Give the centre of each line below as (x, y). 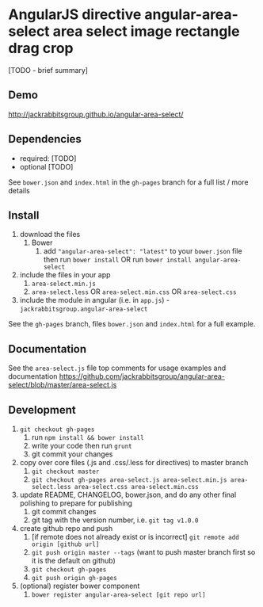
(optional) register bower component (80, 586)
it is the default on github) (74, 561)
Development (42, 410)
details (19, 190)
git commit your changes (72, 454)
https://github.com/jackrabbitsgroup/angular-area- (142, 376)
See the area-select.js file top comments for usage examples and (117, 368)
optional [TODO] (46, 166)
